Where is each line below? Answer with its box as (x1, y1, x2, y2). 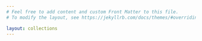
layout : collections (6, 25, 58, 31)
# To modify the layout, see (6, 14, 79, 20)
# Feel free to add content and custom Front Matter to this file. (6, 8, 179, 15)
